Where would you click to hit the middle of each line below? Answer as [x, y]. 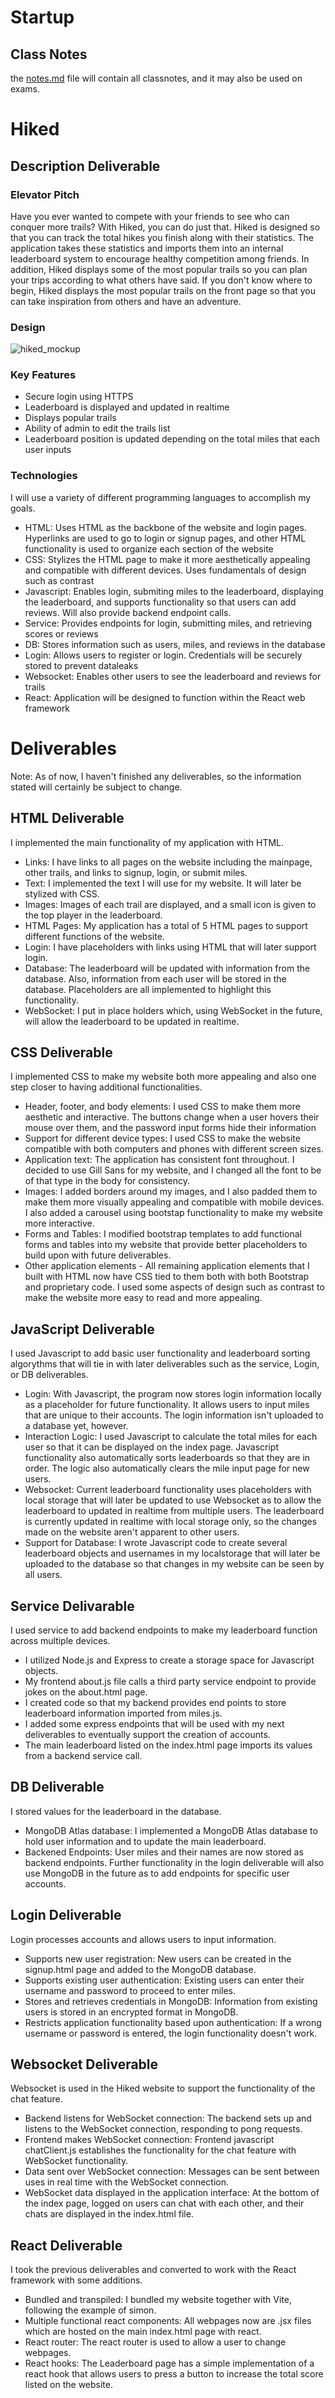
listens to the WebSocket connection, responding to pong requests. [163, 2129]
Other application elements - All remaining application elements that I [167, 1266]
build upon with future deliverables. [98, 1255]
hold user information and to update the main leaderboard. [145, 1841]
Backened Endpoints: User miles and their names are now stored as [164, 1852]
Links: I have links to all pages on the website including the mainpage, [168, 862]
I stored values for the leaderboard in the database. [116, 1811]
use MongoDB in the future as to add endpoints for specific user [157, 1873]
